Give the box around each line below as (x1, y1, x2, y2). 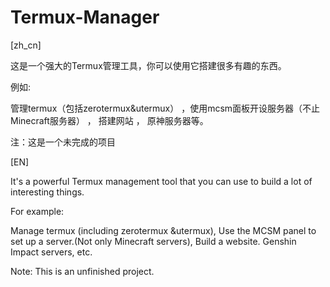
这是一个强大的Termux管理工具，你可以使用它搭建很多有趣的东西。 (10, 59, 287, 71)
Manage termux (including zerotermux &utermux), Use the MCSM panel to (10, 224, 317, 236)
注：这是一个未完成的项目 (10, 136, 116, 148)
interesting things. (10, 186, 85, 198)
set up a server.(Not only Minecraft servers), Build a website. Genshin (10, 235, 297, 247)
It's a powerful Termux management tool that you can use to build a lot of (10, 175, 313, 187)
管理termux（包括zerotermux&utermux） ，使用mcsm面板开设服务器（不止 (10, 102, 321, 114)
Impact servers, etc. (10, 246, 93, 258)
